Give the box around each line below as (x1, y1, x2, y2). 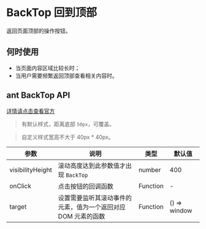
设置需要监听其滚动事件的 (58, 193, 132, 202)
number (138, 165, 161, 174)
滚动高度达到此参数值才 (58, 161, 126, 169)
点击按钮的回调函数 (58, 182, 113, 190)
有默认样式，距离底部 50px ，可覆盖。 (21, 120, 115, 128)
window (169, 206, 193, 215)
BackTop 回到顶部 (6, 6, 97, 20)
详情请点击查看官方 (6, 107, 55, 114)
